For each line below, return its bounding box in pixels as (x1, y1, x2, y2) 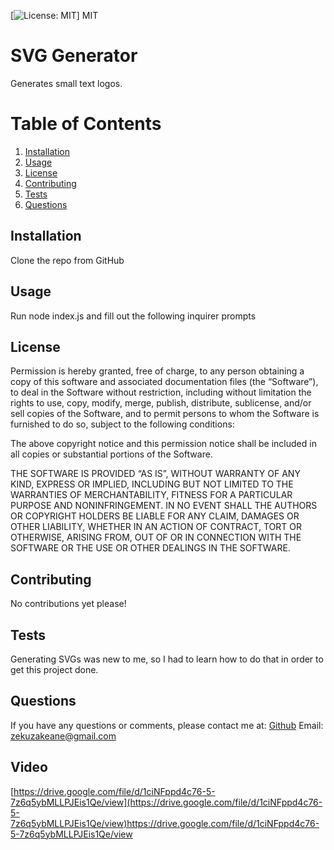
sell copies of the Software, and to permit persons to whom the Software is (10, 408, 320, 420)
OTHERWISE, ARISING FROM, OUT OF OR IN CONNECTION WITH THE (10, 531, 302, 544)
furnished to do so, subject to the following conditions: (10, 418, 235, 430)
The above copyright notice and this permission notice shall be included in (10, 438, 317, 450)
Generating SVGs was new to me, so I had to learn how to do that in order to (10, 653, 324, 665)
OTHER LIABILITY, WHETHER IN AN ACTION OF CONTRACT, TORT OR (10, 521, 302, 533)
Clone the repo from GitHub (10, 254, 125, 266)
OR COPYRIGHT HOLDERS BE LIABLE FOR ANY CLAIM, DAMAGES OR (10, 510, 300, 522)
